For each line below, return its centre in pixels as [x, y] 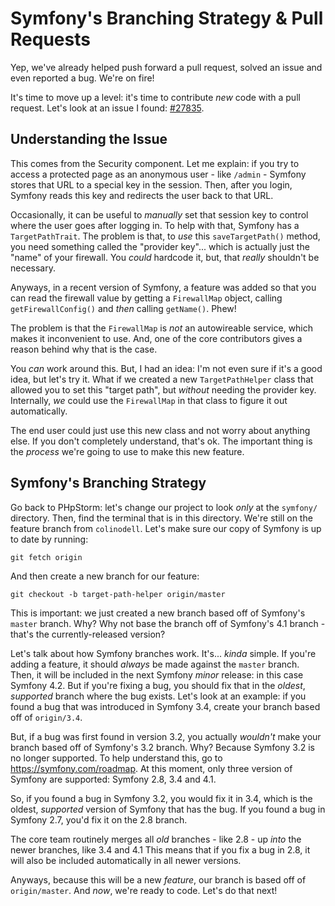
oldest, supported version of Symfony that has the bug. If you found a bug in [168, 809]
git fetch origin [46, 557]
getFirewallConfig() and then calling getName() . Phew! [123, 308]
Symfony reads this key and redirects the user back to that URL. [142, 195]
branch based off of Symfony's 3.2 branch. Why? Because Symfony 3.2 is [162, 747]
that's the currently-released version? [88, 634]
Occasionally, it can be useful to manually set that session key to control [159, 214]
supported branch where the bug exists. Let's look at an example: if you [158, 696]
